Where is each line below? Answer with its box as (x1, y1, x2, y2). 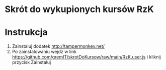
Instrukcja (5, 27, 48, 38)
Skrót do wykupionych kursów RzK (5, 4, 154, 15)
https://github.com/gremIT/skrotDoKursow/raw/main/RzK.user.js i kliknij (12, 54, 161, 60)
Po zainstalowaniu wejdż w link (12, 49, 77, 55)
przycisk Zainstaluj (12, 59, 51, 65)
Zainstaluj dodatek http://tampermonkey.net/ (12, 43, 105, 49)
